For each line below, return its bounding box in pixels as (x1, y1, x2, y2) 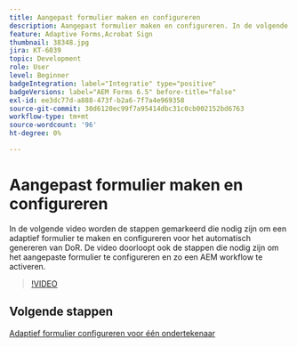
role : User (9, 63, 50, 72)
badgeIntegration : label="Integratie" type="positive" (9, 79, 217, 88)
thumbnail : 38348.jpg (9, 37, 90, 47)
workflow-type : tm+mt (9, 112, 90, 121)
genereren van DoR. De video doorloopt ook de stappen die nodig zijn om (9, 242, 279, 253)
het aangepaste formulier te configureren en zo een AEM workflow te (9, 251, 263, 262)
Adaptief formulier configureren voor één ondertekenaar (9, 327, 216, 338)
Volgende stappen (9, 304, 114, 319)
